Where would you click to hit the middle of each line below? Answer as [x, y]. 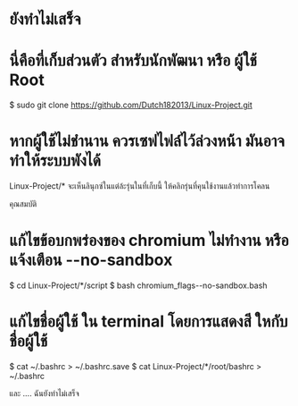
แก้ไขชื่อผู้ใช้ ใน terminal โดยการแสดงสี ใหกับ [149, 321]
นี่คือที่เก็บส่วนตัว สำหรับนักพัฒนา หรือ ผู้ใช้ [133, 60]
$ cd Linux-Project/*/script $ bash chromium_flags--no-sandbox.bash [138, 285]
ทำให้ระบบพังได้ [55, 161]
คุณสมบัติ [23, 204]
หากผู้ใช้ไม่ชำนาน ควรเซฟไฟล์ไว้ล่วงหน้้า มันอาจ [147, 141]
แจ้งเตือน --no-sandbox [91, 260]
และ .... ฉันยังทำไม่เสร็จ [45, 393]
